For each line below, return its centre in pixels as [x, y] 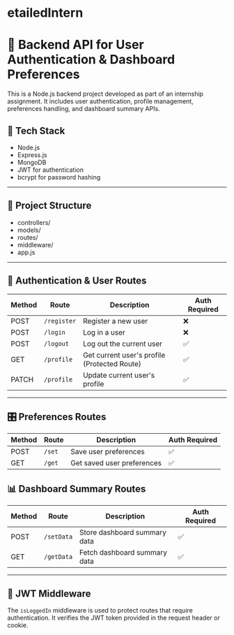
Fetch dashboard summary [123, 553]
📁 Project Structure [49, 206]
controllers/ [34, 222]
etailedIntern [45, 13]
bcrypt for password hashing [59, 177]
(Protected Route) [112, 363]
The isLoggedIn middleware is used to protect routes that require [100, 610]
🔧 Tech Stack [36, 131]
